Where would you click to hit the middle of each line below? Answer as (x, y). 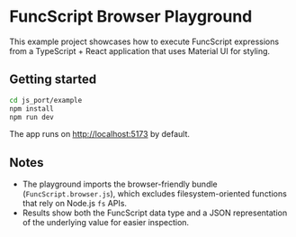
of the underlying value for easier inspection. (106, 223)
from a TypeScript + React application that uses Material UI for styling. (140, 50)
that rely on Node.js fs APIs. (75, 204)
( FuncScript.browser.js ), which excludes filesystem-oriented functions (155, 194)
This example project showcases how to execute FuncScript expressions (144, 41)
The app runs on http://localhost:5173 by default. (100, 134)
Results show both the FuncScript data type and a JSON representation (155, 213)
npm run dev (31, 117)
